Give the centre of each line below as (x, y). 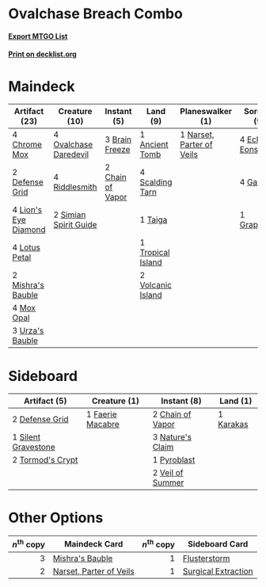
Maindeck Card (94, 543)
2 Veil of (168, 473)
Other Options (56, 518)
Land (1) (236, 401)
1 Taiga (154, 220)
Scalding (156, 182)
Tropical (155, 253)
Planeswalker (206, 112)
